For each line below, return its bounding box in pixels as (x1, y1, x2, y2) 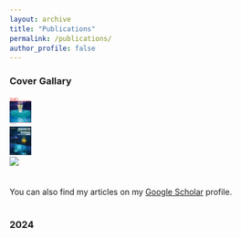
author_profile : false (9, 44, 96, 53)
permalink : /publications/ (9, 34, 112, 43)
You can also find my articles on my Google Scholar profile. (9, 186, 233, 197)
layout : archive (9, 15, 71, 24)
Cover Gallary (9, 75, 72, 88)
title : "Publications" (9, 24, 96, 34)
